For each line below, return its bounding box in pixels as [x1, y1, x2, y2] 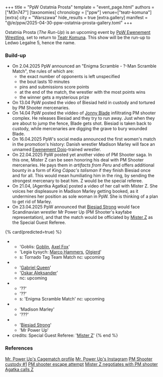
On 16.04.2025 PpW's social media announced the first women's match [12, 136, 156, 142]
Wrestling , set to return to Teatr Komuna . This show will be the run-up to [5, 34, 150, 40]
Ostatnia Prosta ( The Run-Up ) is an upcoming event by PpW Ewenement [5, 29, 151, 35]
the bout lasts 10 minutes [19, 79, 70, 85]
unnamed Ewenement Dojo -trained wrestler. [12, 147, 102, 153]
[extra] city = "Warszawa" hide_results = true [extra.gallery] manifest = [5, 15, 148, 20]
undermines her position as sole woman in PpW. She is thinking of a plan [12, 193, 159, 199]
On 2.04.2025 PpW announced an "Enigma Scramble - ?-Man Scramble [12, 63, 157, 69]
